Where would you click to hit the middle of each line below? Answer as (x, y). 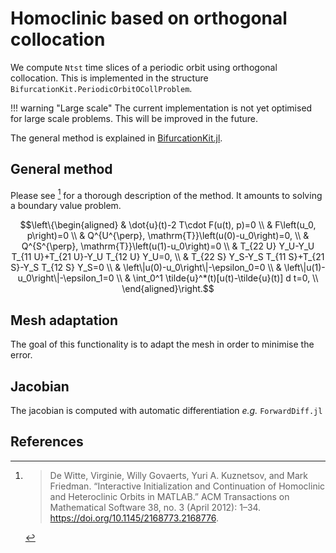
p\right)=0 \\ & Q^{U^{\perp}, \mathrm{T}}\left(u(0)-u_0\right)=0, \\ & (168, 236)
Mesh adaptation (64, 320)
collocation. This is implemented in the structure (109, 78)
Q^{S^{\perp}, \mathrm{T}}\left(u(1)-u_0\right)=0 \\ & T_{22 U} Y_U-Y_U (168, 246)
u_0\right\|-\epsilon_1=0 (66, 278)
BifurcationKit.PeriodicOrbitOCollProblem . (101, 88)
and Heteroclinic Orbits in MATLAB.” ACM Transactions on (169, 496)
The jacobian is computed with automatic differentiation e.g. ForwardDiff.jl (166, 411)
